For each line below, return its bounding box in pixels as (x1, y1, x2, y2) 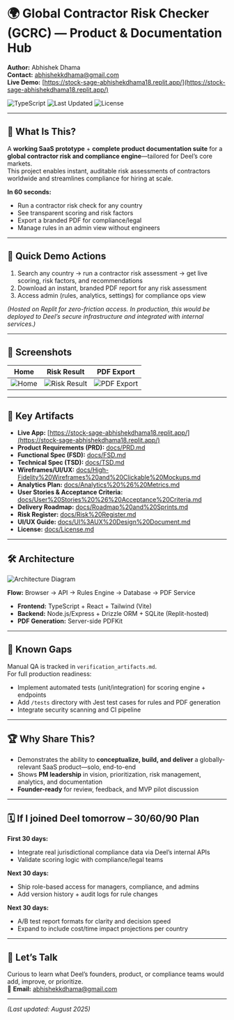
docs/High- (76, 466, 109, 474)
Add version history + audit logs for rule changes (17, 890, 158, 898)
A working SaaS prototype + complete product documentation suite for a (7, 144, 223, 152)
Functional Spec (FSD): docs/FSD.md (17, 451, 127, 459)
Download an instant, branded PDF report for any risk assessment (17, 284, 207, 292)
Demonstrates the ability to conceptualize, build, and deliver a (17, 755, 198, 763)
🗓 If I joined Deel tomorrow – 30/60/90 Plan (7, 812, 200, 825)
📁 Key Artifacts (7, 410, 75, 422)
